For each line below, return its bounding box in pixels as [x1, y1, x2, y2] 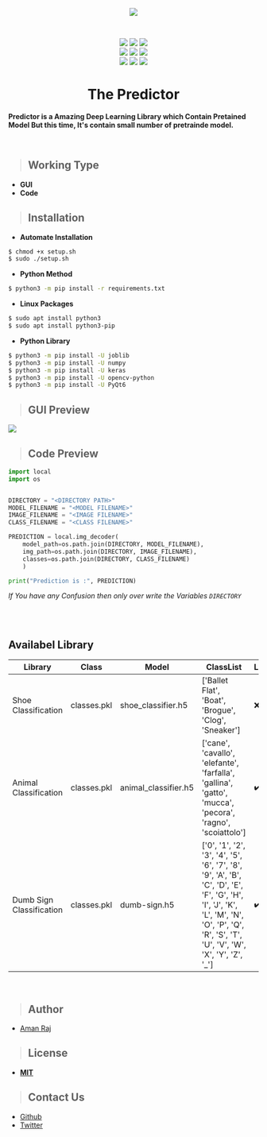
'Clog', [201, 715, 226, 726]
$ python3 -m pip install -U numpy [8, 358, 126, 367]
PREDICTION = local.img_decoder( [8, 533, 119, 541]
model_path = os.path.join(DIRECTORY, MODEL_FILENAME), [22, 540, 204, 548]
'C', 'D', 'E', [201, 880, 244, 891]
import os [8, 475, 41, 483]
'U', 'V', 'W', [201, 939, 246, 950]
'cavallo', [201, 748, 236, 759]
